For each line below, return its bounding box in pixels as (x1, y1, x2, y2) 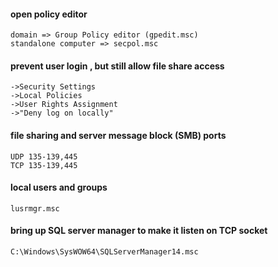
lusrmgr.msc (10, 203, 60, 214)
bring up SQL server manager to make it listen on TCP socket (10, 225, 268, 237)
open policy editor (10, 8, 88, 20)
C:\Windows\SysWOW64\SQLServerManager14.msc (10, 247, 199, 257)
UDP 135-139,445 (10, 151, 78, 162)
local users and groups (10, 181, 108, 194)
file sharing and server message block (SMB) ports (10, 130, 227, 141)
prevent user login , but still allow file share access (10, 60, 225, 72)
